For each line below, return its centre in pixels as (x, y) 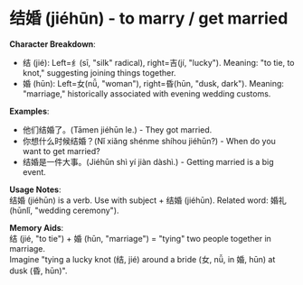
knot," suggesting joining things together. (99, 72)
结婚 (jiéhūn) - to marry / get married (149, 18)
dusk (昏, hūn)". (38, 271)
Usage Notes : (35, 189)
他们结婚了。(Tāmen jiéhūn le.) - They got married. (117, 129)
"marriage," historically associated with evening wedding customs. (147, 93)
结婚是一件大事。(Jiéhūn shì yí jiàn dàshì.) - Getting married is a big (148, 161)
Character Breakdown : (53, 44)
